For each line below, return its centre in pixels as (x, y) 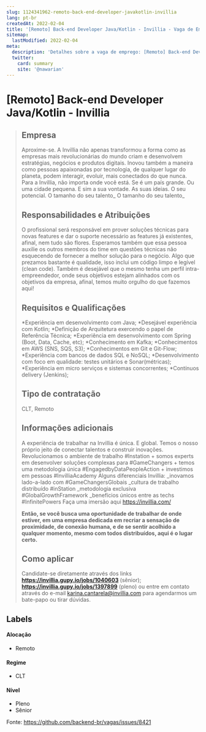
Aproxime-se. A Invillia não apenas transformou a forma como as (103, 150)
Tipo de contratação (61, 394)
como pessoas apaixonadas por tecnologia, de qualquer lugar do (103, 169)
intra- (193, 269)
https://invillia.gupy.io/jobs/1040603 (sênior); (81, 580)
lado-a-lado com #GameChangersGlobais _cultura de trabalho (100, 482)
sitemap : (17, 35)
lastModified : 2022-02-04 (45, 41)
